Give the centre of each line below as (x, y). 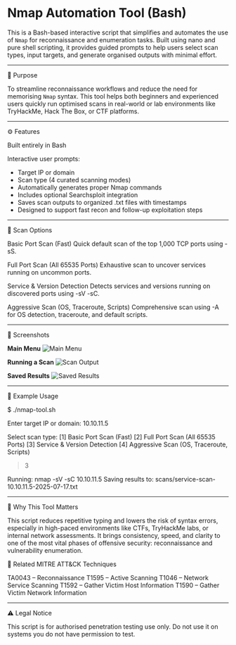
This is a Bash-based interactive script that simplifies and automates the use (118, 32)
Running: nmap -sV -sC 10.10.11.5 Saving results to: (80, 479)
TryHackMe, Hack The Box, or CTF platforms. (73, 111)
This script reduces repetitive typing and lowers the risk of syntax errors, (113, 520)
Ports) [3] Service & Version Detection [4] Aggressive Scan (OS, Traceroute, (118, 444)
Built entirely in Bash (37, 145)
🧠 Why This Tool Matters (43, 507)
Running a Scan (31, 362)
